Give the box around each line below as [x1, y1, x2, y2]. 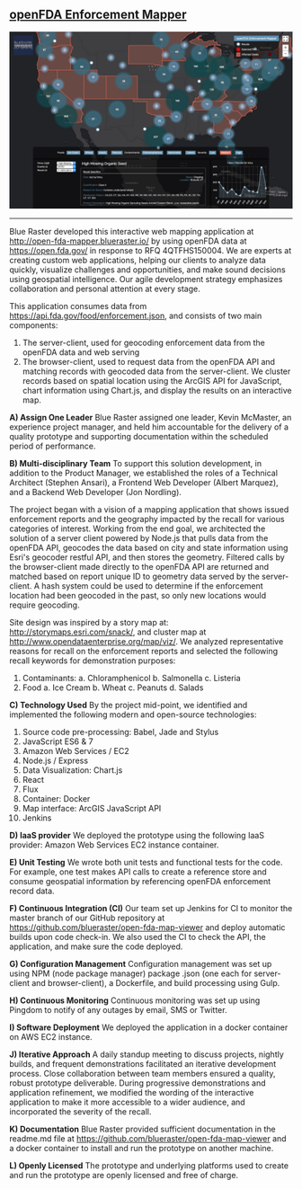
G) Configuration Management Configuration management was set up [9, 958, 272, 969]
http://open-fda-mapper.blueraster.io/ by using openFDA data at [9, 235, 247, 246]
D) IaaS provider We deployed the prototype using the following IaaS [9, 830, 265, 840]
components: [9, 319, 58, 331]
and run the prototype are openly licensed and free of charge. [9, 1169, 239, 1180]
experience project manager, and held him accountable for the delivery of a [9, 421, 289, 432]
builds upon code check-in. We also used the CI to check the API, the [9, 931, 267, 942]
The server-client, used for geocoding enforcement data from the [22, 337, 265, 348]
